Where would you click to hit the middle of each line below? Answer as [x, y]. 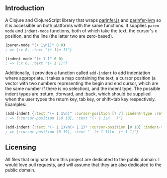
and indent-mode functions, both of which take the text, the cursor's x [86, 31]
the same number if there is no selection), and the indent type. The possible [83, 89]
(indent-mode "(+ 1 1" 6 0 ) [34, 59]
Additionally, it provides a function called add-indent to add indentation [78, 73]
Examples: [16, 104]
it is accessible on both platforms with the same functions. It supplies [76, 25]
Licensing [21, 147]
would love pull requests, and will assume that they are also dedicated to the [83, 165]
